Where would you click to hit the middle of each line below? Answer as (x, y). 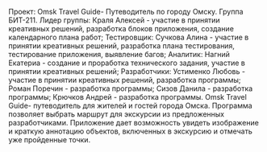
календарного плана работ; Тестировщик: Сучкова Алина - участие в (129, 37)
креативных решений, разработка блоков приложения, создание (121, 29)
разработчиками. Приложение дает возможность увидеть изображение (134, 123)
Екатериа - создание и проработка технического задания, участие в (127, 63)
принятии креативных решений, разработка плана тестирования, (122, 46)
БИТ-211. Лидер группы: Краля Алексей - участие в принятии (114, 20)
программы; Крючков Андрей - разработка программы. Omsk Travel (128, 97)
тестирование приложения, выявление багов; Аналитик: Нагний (119, 54)
